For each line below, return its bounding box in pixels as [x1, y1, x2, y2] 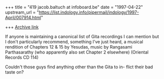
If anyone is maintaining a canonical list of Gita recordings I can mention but [5, 34, 159, 39]
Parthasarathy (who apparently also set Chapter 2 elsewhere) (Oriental [5, 49, 149, 55]
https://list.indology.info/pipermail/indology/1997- [38, 9, 139, 15]
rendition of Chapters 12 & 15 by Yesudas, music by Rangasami [5, 44, 132, 50]
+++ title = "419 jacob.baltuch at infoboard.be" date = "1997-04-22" [5, 4, 143, 10]
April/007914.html [5, 15, 41, 20]
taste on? [5, 69, 24, 75]
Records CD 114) [5, 54, 39, 60]
